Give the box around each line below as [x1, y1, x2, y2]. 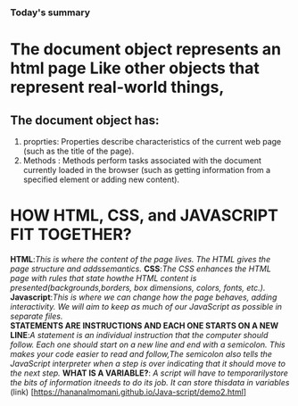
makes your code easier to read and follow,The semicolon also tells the [10, 348, 273, 359]
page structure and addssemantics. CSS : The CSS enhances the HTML [10, 263, 271, 274]
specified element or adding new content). [22, 174, 180, 185]
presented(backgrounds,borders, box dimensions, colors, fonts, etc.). [10, 282, 266, 293]
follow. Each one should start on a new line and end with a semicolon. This [10, 339, 286, 350]
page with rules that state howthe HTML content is [10, 272, 197, 283]
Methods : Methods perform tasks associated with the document [22, 154, 262, 166]
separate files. [10, 311, 63, 321]
